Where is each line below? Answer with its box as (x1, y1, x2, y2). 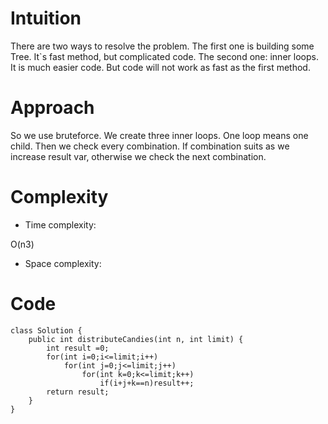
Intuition (10, 7, 82, 30)
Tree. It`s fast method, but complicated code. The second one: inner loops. (10, 50, 319, 62)
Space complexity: (24, 257, 102, 269)
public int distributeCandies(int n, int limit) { (28, 334, 244, 344)
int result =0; (46, 343, 110, 353)
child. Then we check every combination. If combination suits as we (10, 140, 290, 152)
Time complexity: (24, 218, 97, 231)
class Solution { (10, 325, 83, 336)
